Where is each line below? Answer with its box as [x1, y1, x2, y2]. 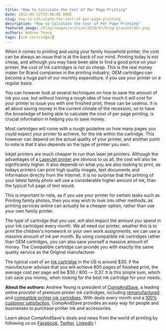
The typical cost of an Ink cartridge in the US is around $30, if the [5, 259, 139, 265]
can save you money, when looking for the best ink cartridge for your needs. [5, 275, 162, 280]
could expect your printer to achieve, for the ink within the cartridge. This [5, 131, 155, 137]
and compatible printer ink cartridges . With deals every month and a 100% [5, 294, 157, 300]
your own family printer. [5, 208, 54, 214]
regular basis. [5, 80, 33, 86]
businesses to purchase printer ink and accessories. [5, 305, 112, 311]
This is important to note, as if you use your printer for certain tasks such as [5, 192, 160, 198]
